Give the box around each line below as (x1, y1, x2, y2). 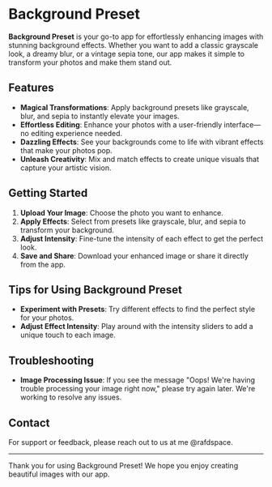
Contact (8, 416, 50, 429)
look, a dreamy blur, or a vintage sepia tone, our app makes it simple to (8, 49, 245, 58)
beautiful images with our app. (8, 469, 110, 479)
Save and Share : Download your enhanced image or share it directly (19, 250, 249, 260)
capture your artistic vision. (19, 163, 112, 173)
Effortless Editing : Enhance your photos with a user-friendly (19, 119, 223, 130)
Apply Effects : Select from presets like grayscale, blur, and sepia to (19, 216, 246, 226)
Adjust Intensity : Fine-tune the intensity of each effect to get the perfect (19, 233, 264, 243)
